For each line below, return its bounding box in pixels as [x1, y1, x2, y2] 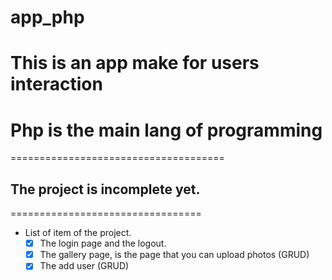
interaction [10, 73, 103, 96]
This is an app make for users [10, 52, 260, 75]
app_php [10, 6, 85, 29]
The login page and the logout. [39, 237, 167, 250]
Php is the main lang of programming [10, 119, 323, 141]
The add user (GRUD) [39, 260, 130, 272]
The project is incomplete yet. [10, 181, 201, 198]
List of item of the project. [24, 227, 132, 239]
